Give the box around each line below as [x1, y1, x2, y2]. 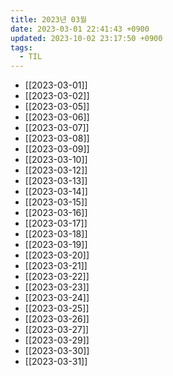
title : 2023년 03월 [10, 14, 88, 25]
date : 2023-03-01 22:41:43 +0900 [10, 24, 150, 34]
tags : [10, 42, 33, 53]
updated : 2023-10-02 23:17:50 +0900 [10, 33, 163, 43]
